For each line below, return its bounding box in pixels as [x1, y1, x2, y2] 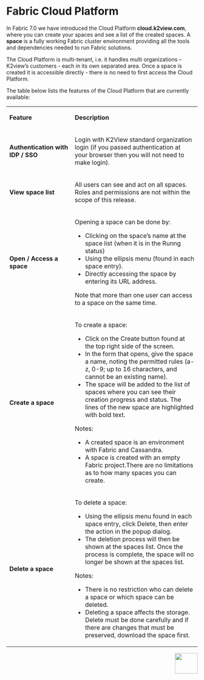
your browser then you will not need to [75, 151, 185, 159]
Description [75, 113, 109, 121]
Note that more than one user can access [75, 291, 192, 299]
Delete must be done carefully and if [84, 615, 189, 624]
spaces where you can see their [84, 387, 176, 396]
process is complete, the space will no [84, 550, 194, 559]
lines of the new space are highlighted [84, 403, 194, 411]
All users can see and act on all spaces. [75, 180, 187, 188]
